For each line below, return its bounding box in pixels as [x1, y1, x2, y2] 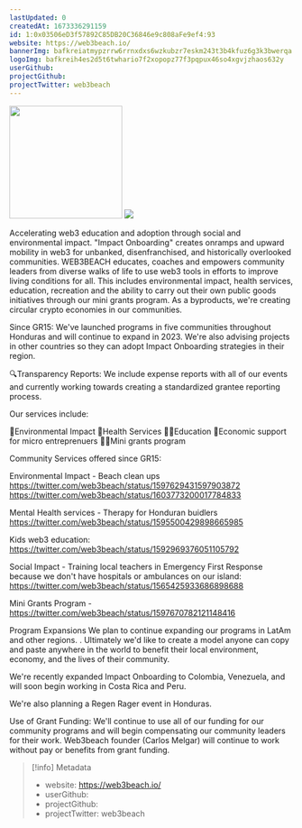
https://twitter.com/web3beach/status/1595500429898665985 [9, 516, 243, 528]
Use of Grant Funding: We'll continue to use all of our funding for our [9, 715, 264, 726]
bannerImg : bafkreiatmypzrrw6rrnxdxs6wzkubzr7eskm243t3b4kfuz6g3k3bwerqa [9, 47, 293, 56]
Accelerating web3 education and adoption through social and [9, 227, 242, 238]
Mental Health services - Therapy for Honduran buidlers [9, 507, 218, 518]
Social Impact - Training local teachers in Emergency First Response [9, 561, 263, 572]
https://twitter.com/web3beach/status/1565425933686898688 [9, 580, 244, 591]
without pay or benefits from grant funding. [9, 744, 170, 755]
